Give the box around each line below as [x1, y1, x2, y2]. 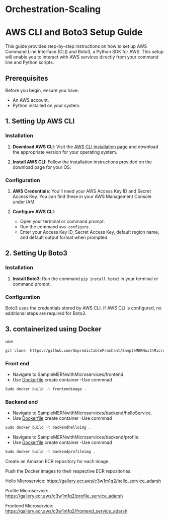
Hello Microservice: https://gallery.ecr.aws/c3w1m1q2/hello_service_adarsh [5, 478, 161, 484]
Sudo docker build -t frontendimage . [5, 386, 87, 392]
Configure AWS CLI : [12, 208, 55, 215]
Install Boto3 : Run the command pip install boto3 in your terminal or [12, 276, 158, 282]
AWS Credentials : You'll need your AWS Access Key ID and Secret [12, 188, 151, 194]
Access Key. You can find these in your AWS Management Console [12, 193, 152, 200]
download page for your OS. [12, 164, 71, 170]
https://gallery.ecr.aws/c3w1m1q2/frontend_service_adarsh [5, 508, 128, 514]
